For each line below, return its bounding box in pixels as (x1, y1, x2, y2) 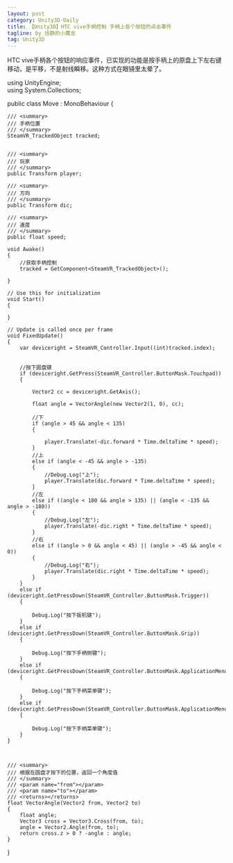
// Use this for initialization (7, 290, 101, 297)
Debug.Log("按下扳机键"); (32, 612, 102, 619)
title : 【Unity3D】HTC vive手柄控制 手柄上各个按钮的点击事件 (7, 23, 172, 30)
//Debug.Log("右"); (44, 562, 100, 569)
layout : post (7, 10, 45, 17)
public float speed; (7, 234, 67, 241)
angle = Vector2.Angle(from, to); (19, 824, 119, 831)
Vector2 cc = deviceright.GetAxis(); (32, 389, 141, 396)
